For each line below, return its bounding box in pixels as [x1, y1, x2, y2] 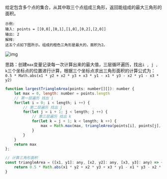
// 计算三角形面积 [5, 156, 38, 161]
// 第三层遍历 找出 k [31, 114, 72, 119]
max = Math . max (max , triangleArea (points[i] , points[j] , [40, 123, 162, 128]
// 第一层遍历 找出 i [14, 95, 54, 100]
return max [14, 142, 37, 147]
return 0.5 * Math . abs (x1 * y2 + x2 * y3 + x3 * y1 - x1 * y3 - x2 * [14, 165, 162, 170]
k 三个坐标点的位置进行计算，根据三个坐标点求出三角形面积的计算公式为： [5, 68, 156, 74]
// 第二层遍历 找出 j [23, 105, 63, 110]
